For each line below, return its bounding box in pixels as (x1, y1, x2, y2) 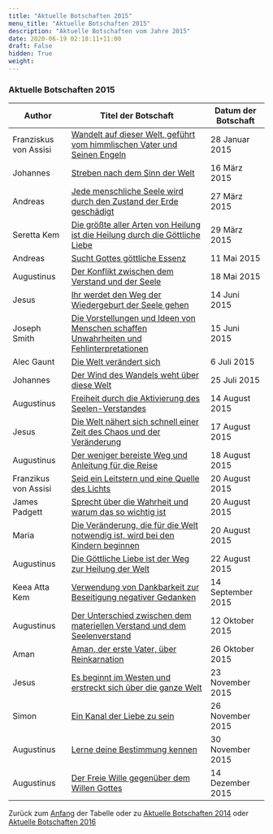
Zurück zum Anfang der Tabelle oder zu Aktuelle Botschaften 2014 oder (8, 809, 249, 819)
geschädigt (71, 206, 115, 218)
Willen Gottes (71, 783, 123, 794)
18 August (210, 450, 251, 461)
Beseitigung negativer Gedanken (71, 592, 197, 603)
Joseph (12, 322, 41, 334)
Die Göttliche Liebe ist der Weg (71, 553, 189, 564)
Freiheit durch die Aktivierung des (71, 393, 201, 404)
